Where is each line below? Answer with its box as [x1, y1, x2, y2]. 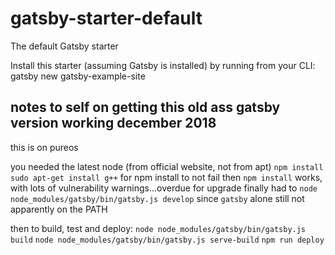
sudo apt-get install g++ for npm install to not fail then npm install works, [10, 171, 323, 183]
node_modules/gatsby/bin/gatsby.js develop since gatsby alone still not [10, 192, 305, 204]
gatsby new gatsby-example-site [10, 70, 146, 82]
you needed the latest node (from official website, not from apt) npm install [10, 160, 324, 172]
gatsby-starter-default [10, 7, 203, 30]
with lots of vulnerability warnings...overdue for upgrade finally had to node [10, 182, 318, 194]
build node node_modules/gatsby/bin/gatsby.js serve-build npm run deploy [10, 235, 325, 245]
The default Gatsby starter [10, 40, 119, 52]
